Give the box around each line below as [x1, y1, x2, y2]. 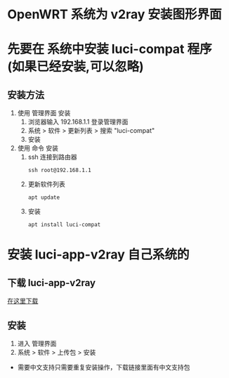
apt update [27, 194, 60, 201]
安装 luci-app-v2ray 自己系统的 [7, 247, 190, 263]
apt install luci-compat [27, 221, 101, 228]
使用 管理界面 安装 [17, 109, 71, 117]
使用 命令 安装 [17, 144, 58, 152]
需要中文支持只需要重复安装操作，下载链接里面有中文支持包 [17, 363, 190, 371]
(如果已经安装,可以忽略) [7, 59, 144, 74]
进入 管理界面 [17, 339, 57, 348]
